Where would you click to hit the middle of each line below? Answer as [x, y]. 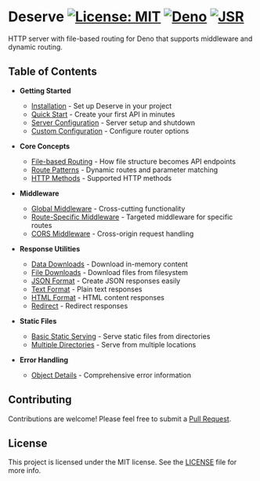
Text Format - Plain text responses [87, 289]
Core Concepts [45, 146]
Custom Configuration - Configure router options [110, 130]
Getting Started [45, 90]
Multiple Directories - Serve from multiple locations [114, 344]
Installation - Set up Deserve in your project [101, 105]
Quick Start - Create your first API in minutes [103, 114]
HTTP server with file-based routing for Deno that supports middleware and [130, 39]
